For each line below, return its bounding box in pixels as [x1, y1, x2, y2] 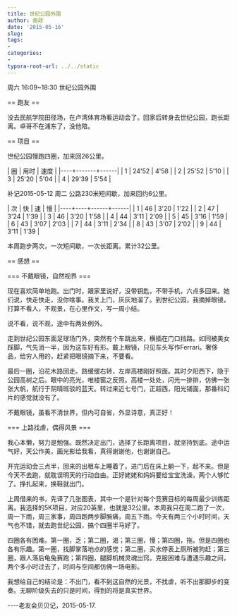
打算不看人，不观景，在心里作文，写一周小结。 [7, 304, 143, 312]
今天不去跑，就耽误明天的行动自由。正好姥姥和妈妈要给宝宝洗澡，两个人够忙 [7, 470, 230, 479]
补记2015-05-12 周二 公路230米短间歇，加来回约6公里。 [7, 189, 171, 197]
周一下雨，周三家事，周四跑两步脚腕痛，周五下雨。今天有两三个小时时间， [7, 512, 224, 520]
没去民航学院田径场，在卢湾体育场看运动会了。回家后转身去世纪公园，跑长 [7, 113, 224, 121]
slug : [7, 30, 23, 37]
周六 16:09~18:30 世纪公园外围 [7, 82, 97, 92]
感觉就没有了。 [19, 393, 63, 402]
